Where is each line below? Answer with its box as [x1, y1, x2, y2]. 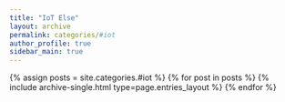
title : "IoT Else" [9, 13, 79, 23]
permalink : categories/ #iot [9, 30, 117, 39]
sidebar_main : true [9, 47, 84, 56]
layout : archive [9, 22, 71, 31]
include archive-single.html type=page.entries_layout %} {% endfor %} [9, 82, 277, 93]
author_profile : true [9, 38, 92, 48]
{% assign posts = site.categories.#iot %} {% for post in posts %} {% [9, 72, 270, 83]
